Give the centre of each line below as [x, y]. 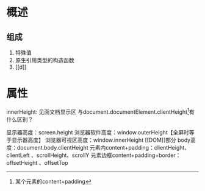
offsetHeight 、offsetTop [37, 162]
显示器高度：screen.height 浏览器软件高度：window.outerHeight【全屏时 [98, 132]
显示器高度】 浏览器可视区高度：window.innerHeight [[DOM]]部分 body [101, 140]
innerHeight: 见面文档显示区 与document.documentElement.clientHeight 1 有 [101, 111]
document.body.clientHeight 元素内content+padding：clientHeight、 [103, 147]
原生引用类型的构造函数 [45, 60]
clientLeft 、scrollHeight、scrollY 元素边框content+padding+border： [94, 155]
